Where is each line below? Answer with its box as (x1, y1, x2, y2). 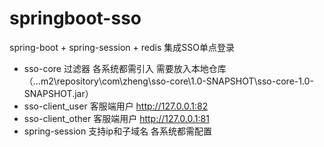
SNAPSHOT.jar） (23, 87, 94, 99)
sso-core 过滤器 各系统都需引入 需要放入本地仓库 (23, 62, 227, 74)
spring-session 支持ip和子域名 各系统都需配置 (23, 125, 213, 137)
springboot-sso (9, 7, 142, 30)
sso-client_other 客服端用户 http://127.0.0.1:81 (23, 112, 210, 124)
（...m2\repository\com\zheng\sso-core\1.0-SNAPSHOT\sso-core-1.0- (23, 75, 314, 87)
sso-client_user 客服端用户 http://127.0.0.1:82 (23, 100, 209, 112)
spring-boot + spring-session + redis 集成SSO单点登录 (9, 41, 235, 53)
